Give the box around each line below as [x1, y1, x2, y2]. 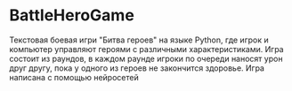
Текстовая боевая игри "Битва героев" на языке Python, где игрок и [9, 34, 269, 45]
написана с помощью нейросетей [9, 72, 140, 82]
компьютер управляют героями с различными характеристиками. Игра [9, 43, 284, 54]
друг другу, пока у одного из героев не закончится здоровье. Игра [9, 63, 265, 73]
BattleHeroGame [9, 5, 135, 26]
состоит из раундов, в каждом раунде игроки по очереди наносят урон [9, 53, 283, 64]
